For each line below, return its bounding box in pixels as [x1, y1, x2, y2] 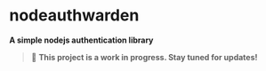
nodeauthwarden [9, 5, 140, 26]
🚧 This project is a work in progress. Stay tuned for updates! [30, 51, 258, 62]
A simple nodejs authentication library [9, 35, 154, 45]
